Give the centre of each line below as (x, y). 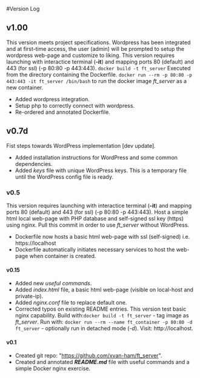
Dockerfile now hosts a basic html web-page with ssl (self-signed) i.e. (102, 236)
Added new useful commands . (53, 283)
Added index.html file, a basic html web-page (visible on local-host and (104, 290)
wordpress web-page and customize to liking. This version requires (90, 55)
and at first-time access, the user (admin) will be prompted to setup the (95, 48)
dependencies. (34, 164)
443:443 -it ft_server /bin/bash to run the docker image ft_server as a (96, 81)
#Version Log (23, 9)
